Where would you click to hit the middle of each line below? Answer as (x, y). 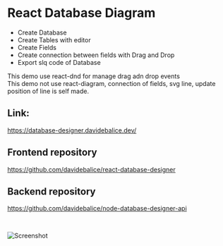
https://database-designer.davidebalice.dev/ (72, 130)
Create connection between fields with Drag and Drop (96, 55)
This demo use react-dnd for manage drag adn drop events (94, 76)
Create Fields (37, 47)
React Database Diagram (82, 13)
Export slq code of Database (59, 62)
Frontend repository (52, 153)
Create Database (42, 32)
